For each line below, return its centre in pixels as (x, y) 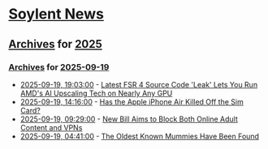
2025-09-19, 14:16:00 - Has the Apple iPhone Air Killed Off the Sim (132, 101)
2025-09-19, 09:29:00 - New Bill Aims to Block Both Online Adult (129, 119)
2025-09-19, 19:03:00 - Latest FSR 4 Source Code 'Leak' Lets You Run (139, 84)
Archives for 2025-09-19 (59, 67)
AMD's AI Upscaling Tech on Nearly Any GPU (96, 93)
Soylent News (56, 14)
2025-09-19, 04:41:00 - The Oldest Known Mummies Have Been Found (140, 136)
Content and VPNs (51, 127)
